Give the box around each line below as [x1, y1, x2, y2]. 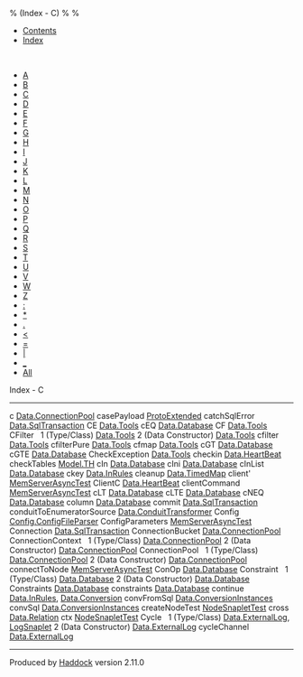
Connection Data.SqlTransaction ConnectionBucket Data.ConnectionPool [9, 525, 281, 536]
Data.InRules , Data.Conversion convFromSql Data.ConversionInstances [9, 593, 273, 603]
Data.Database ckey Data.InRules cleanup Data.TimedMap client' [9, 468, 251, 478]
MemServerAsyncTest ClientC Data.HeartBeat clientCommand [9, 478, 241, 488]
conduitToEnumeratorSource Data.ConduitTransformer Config [9, 506, 240, 517]
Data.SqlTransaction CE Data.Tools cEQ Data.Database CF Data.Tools [9, 420, 268, 431]
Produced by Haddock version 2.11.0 [9, 657, 145, 667]
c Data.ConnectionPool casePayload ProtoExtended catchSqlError [9, 411, 255, 421]
